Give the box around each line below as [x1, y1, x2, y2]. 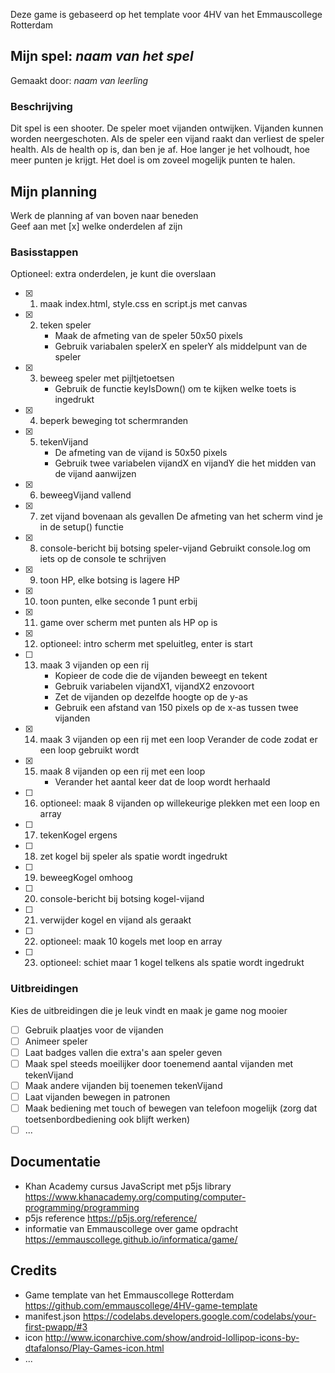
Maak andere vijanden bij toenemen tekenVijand [24, 1079, 223, 1091]
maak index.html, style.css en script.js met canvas [39, 298, 248, 310]
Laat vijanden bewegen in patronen [24, 1090, 171, 1103]
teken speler [39, 319, 92, 331]
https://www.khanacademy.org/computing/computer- [24, 1190, 247, 1203]
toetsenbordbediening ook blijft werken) [24, 1113, 191, 1125]
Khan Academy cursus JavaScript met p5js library [24, 1180, 232, 1192]
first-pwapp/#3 [24, 1320, 88, 1333]
